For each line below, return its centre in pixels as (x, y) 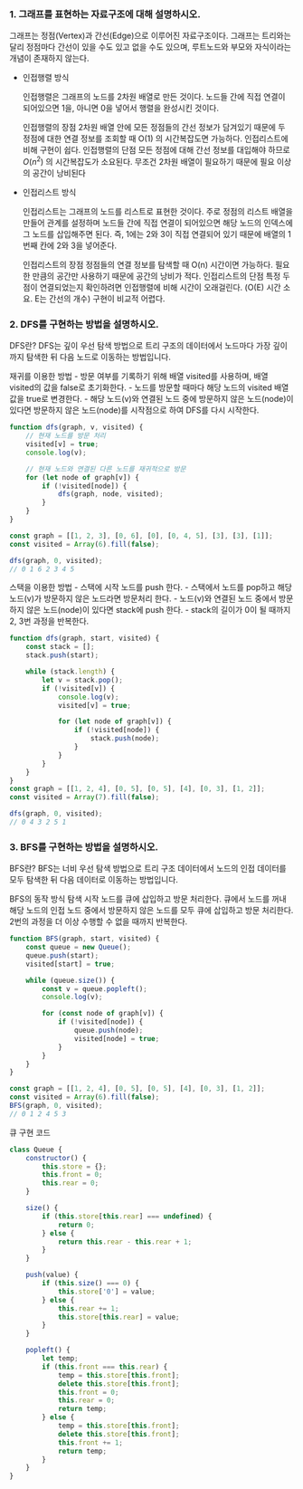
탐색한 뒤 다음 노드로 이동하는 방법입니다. (99, 357)
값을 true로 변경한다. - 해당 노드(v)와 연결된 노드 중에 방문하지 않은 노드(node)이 (151, 399)
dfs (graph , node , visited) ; (111, 494)
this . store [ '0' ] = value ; (106, 1292)
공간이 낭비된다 (59, 173)
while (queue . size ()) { (71, 980)
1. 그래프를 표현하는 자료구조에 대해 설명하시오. (105, 14)
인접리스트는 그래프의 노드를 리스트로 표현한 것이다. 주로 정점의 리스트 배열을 (158, 211)
